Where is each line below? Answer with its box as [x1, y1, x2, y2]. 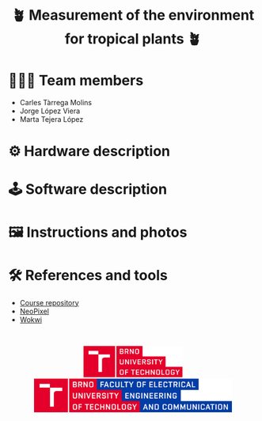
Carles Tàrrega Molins [19, 98, 93, 108]
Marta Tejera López [19, 115, 84, 124]
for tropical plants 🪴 [64, 30, 202, 48]
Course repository [19, 298, 79, 307]
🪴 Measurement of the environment [11, 6, 255, 25]
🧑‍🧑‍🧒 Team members [8, 72, 144, 89]
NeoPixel [19, 306, 50, 316]
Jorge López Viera [19, 106, 81, 116]
